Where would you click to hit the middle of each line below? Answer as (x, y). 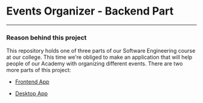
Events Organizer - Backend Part (90, 11)
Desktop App (31, 94)
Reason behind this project (47, 38)
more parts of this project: (39, 70)
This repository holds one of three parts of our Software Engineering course (101, 51)
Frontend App (32, 82)
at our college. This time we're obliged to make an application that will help (99, 57)
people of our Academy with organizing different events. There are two (95, 64)
